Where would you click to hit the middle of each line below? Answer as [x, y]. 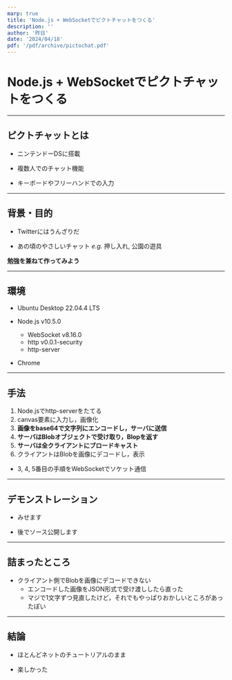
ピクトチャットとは [48, 136]
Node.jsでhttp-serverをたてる [59, 411]
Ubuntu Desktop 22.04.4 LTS [58, 308]
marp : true [23, 13]
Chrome [29, 363]
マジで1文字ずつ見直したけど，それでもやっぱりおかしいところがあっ [125, 597]
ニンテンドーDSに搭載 [49, 154]
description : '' [30, 26]
